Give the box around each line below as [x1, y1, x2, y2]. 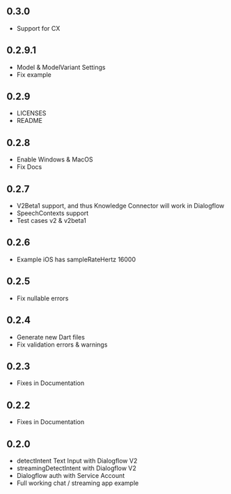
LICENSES [16, 109, 47, 117]
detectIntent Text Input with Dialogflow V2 [16, 456, 138, 465]
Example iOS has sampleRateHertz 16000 [16, 255, 136, 263]
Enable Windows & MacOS [16, 155, 93, 164]
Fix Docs [16, 163, 42, 171]
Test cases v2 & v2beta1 [16, 217, 86, 225]
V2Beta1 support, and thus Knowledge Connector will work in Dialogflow [16, 202, 225, 210]
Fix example [16, 70, 51, 79]
